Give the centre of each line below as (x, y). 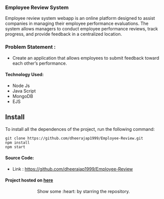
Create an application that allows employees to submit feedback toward (86, 58)
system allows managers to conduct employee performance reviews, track (82, 29)
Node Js (21, 86)
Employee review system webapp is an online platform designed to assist (80, 18)
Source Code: (20, 158)
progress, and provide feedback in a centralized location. (64, 34)
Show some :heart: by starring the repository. (83, 192)
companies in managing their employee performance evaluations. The (77, 23)
